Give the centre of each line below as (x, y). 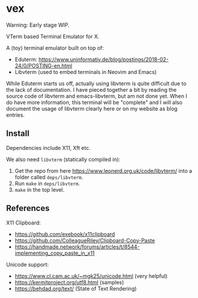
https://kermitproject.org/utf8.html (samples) (69, 282)
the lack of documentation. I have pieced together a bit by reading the (91, 89)
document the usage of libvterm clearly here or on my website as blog (92, 108)
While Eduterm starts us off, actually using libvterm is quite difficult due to (96, 83)
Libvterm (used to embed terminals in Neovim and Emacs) (86, 72)
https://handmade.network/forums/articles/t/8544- (77, 246)
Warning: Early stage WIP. (38, 25)
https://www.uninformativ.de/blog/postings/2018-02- (103, 59)
